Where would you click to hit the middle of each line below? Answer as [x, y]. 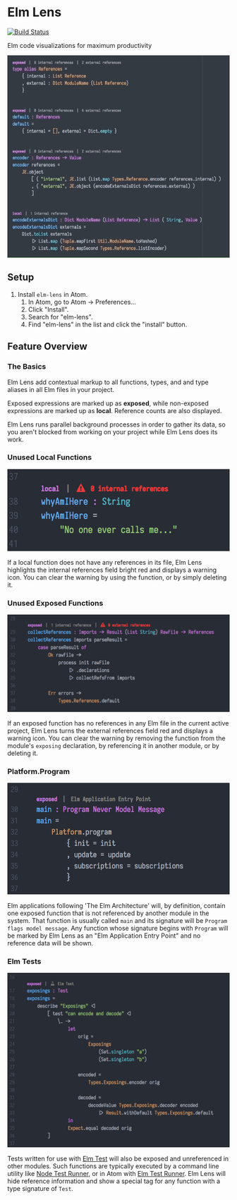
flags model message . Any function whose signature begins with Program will [118, 928]
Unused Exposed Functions [55, 603]
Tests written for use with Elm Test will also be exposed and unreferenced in [118, 1159]
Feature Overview [48, 347]
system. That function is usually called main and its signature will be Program [117, 920]
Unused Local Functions [50, 458]
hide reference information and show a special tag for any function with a [114, 1181]
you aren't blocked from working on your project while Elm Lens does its [113, 431]
